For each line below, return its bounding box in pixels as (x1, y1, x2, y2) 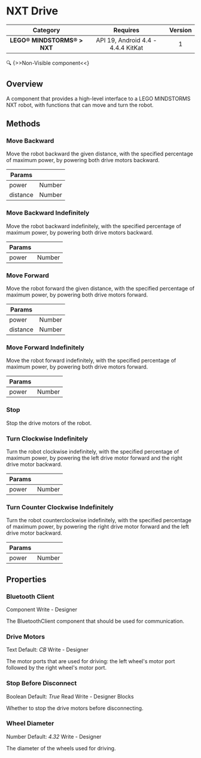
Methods (6, 119, 41, 129)
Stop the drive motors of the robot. (6, 419, 92, 427)
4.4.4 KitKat (109, 43, 144, 52)
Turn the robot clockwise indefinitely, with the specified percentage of (6, 448, 179, 455)
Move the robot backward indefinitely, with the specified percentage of (6, 222, 181, 229)
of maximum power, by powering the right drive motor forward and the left (6, 523, 190, 531)
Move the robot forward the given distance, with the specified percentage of (6, 285, 195, 292)
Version (169, 26, 192, 34)
